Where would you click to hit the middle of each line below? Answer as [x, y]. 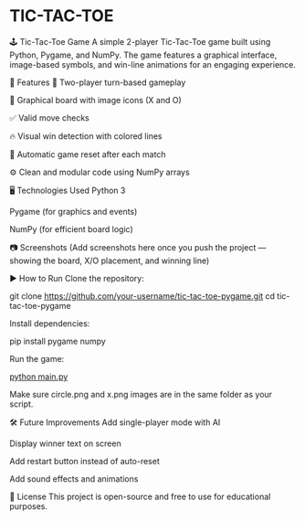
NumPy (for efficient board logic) [72, 229]
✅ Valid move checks [49, 117]
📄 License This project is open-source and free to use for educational [140, 496]
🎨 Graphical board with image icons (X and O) [96, 100]
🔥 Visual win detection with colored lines [86, 136]
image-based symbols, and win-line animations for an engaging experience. [153, 64]
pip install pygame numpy [58, 341]
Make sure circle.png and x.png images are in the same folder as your [141, 394]
